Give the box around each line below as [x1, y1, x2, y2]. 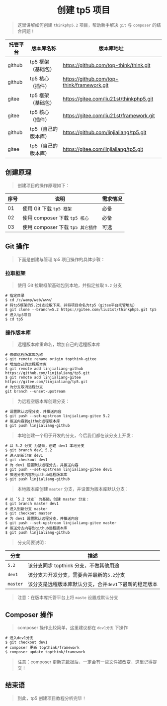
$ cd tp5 [5, 316, 23, 321]
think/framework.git [63, 82, 109, 89]
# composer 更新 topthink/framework [5, 645, 80, 650]
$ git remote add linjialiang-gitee [5, 375, 81, 380]
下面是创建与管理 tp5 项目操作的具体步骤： [17, 256, 105, 262]
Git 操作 [5, 242, 29, 251]
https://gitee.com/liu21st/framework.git [63, 112, 155, 119]
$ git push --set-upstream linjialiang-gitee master [5, 520, 117, 525]
